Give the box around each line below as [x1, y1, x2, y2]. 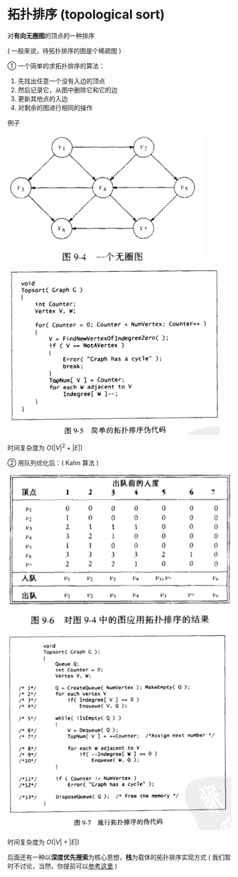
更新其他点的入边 [17, 94, 68, 103]
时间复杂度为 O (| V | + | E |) [7, 838, 80, 846]
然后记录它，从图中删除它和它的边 [17, 85, 118, 94]
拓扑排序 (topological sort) [7, 6, 166, 23]
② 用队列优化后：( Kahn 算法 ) [7, 458, 99, 467]
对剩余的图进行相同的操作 [17, 103, 93, 112]
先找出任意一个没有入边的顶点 [17, 76, 105, 85]
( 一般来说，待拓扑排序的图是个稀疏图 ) [7, 46, 122, 55]
